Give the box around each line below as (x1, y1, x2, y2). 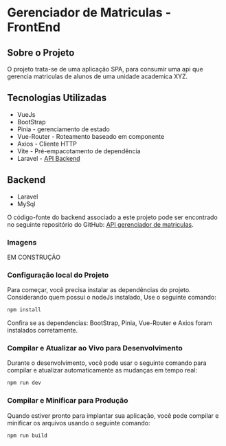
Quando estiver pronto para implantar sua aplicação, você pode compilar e (7, 411, 219, 420)
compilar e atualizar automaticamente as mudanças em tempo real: (7, 366, 198, 375)
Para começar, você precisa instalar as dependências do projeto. (7, 286, 191, 294)
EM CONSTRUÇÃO (7, 253, 60, 261)
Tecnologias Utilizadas (7, 92, 107, 104)
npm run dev (7, 379, 41, 386)
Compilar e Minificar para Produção (7, 396, 128, 405)
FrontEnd (7, 19, 60, 35)
